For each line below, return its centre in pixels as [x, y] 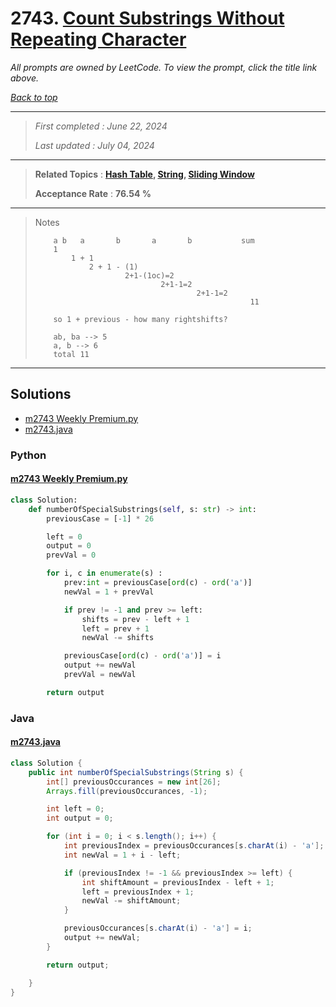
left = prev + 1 [115, 628]
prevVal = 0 [71, 555]
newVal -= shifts [118, 638]
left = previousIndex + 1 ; [138, 892]
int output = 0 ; [80, 818]
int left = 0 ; [75, 809]
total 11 [71, 354]
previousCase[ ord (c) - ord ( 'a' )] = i [142, 656]
